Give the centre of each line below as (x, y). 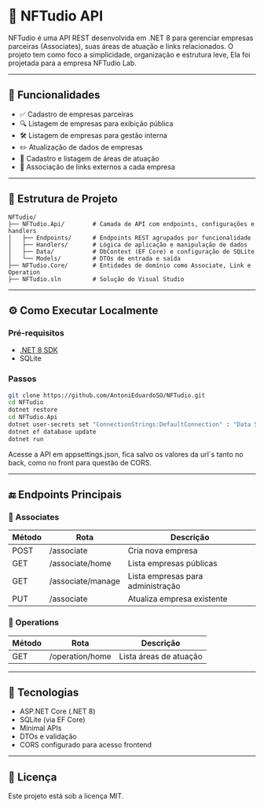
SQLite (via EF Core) (52, 720)
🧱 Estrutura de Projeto (63, 199)
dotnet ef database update (52, 432)
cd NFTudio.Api (33, 417)
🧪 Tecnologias (44, 693)
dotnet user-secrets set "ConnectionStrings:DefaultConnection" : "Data (130, 424)
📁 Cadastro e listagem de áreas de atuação (89, 158)
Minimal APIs (40, 728)
